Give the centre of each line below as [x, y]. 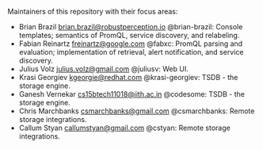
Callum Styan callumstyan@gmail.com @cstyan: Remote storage [124, 128]
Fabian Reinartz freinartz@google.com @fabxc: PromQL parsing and [131, 44]
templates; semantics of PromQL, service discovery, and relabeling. [129, 35]
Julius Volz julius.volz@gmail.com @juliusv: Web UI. [104, 69]
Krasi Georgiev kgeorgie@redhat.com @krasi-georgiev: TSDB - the [128, 77]
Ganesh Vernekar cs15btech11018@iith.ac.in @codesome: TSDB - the [131, 94]
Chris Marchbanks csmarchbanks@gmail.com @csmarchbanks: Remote [137, 111]
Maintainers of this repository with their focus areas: [93, 11]
